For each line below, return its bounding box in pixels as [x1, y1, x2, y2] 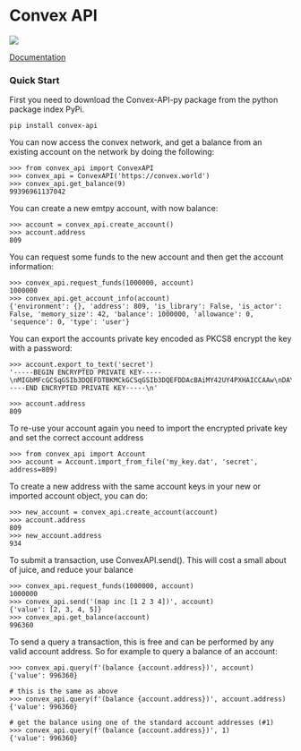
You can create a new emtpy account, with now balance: [9, 203, 219, 214]
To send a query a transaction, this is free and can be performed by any [9, 636, 275, 647]
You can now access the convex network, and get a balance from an [9, 137, 262, 148]
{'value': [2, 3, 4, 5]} [9, 605, 102, 614]
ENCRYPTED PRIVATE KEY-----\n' [41, 384, 159, 393]
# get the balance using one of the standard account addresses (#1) [9, 718, 275, 728]
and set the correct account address [9, 432, 144, 443]
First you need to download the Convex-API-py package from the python [9, 95, 279, 106]
